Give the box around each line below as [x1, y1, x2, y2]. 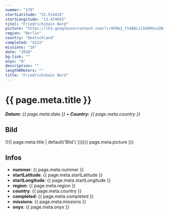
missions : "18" [5, 45, 37, 50]
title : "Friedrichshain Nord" [5, 73, 69, 78]
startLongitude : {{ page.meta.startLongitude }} [12, 177, 111, 183]
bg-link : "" [5, 54, 30, 59]
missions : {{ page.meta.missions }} [12, 199, 87, 205]
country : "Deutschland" [5, 36, 55, 41]
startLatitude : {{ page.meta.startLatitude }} [12, 172, 103, 178]
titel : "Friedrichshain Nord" [5, 21, 69, 27]
